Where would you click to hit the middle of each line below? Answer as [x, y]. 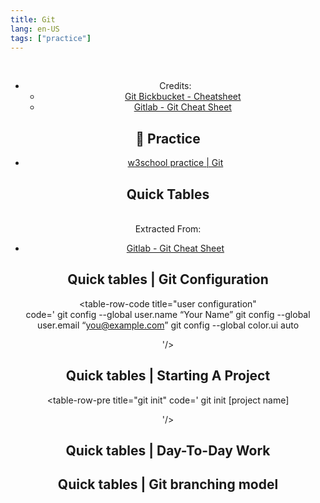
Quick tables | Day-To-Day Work [168, 451]
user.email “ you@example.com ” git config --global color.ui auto [168, 325]
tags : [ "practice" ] [51, 38]
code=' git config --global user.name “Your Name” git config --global [168, 314]
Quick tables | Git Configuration [168, 279]
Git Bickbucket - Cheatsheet [183, 97]
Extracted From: [168, 229]
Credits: [175, 86]
